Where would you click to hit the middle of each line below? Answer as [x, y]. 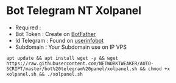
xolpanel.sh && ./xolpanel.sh [45, 74]
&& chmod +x [155, 69]
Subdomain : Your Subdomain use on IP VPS [71, 47]
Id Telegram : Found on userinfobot [59, 40]
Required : [28, 27]
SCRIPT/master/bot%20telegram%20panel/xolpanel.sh [72, 69]
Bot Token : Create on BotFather [55, 34]
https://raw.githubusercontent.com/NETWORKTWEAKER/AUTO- [80, 63]
